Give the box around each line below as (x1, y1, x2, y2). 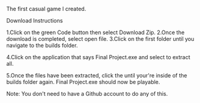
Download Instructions (6, 17, 63, 24)
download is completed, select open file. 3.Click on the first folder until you (6, 35, 195, 42)
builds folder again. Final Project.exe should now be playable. (6, 79, 160, 85)
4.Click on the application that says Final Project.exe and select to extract (6, 54, 191, 60)
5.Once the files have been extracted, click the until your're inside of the (6, 72, 187, 79)
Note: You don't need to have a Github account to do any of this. (6, 90, 168, 97)
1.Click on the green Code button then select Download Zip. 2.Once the (6, 29, 185, 36)
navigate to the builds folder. (6, 42, 78, 49)
